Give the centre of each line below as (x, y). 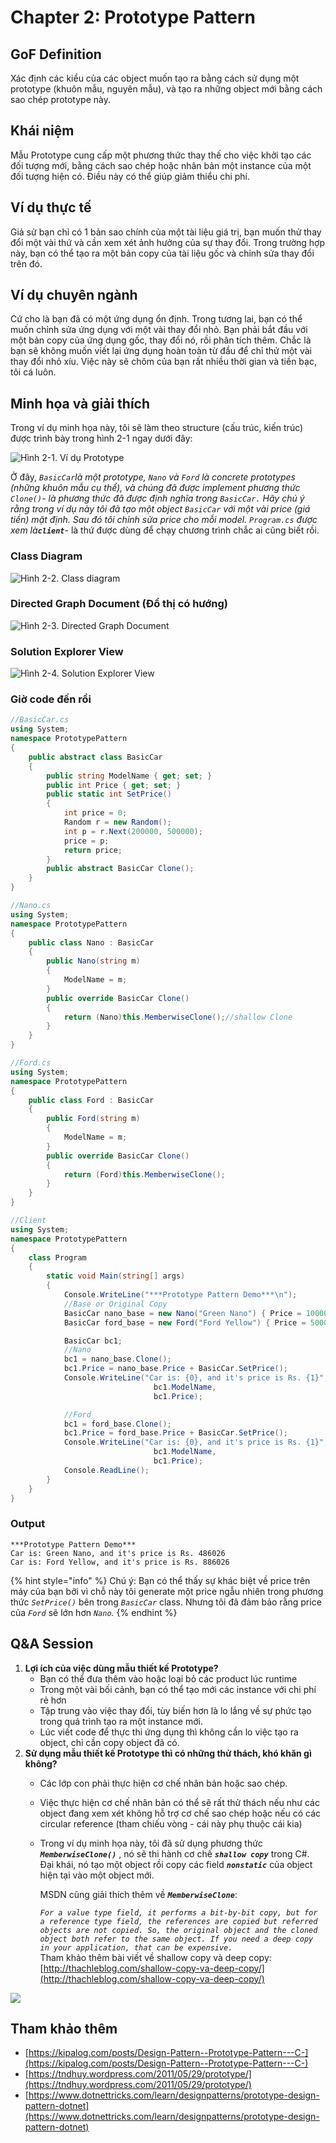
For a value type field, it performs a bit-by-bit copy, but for (178, 1912)
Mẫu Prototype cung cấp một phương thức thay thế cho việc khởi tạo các (161, 155)
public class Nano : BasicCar (91, 942)
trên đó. (26, 263)
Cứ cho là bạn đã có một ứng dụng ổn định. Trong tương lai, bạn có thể (156, 319)
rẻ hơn (53, 1700)
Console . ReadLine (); (106, 1470)
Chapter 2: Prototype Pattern (133, 17)
